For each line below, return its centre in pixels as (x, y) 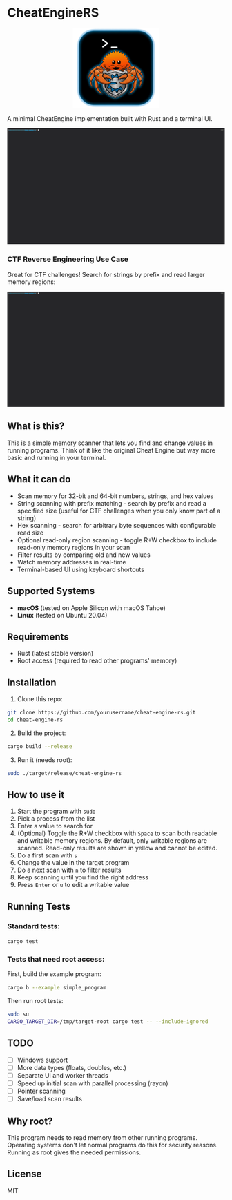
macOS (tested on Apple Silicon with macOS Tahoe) (91, 608)
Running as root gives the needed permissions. (74, 1152)
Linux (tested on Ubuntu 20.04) (62, 615)
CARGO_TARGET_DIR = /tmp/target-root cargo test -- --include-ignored (108, 1022)
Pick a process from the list (56, 819)
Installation (32, 682)
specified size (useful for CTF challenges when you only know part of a (119, 511)
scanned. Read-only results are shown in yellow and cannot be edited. (117, 848)
